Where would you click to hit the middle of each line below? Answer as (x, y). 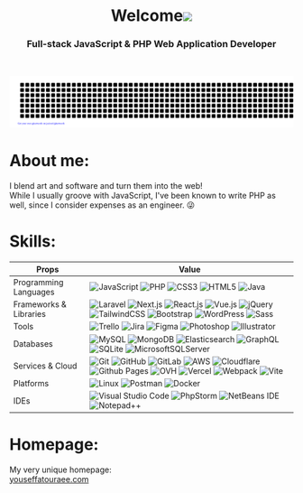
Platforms (31, 383)
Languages (34, 292)
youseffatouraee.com (49, 479)
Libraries (30, 314)
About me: (50, 161)
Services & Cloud (45, 366)
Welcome (147, 16)
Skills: (33, 242)
